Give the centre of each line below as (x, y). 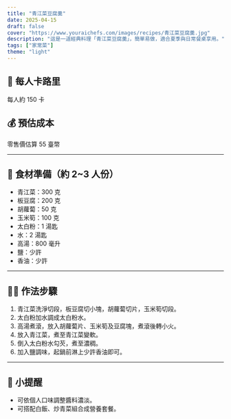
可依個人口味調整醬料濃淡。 (56, 400)
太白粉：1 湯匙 (37, 226)
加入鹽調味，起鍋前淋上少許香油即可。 (71, 352)
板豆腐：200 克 (38, 201)
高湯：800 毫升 (39, 244)
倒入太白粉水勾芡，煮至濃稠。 (59, 343)
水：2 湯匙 (32, 235)
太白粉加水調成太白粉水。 (53, 318)
